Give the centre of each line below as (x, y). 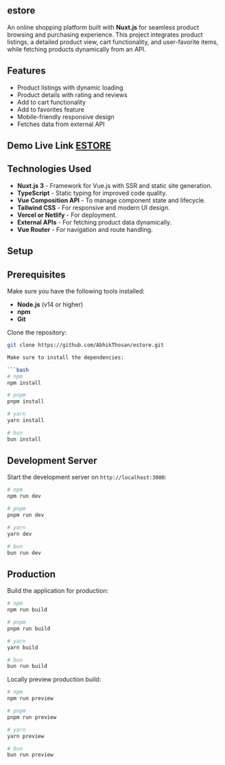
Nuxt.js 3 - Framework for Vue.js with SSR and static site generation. (115, 185)
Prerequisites (36, 274)
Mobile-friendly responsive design (66, 116)
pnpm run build (29, 629)
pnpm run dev (26, 515)
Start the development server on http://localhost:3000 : (87, 477)
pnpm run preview (32, 717)
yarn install (26, 421)
